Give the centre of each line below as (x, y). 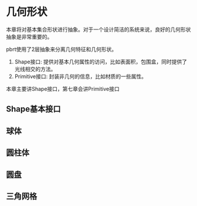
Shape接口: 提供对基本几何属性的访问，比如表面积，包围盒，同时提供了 (101, 62)
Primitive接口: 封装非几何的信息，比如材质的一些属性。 (80, 76)
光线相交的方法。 (35, 69)
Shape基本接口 (33, 109)
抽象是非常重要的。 (29, 36)
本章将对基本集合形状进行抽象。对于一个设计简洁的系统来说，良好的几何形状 (98, 29)
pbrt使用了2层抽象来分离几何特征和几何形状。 (62, 49)
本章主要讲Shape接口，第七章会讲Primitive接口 (63, 89)
